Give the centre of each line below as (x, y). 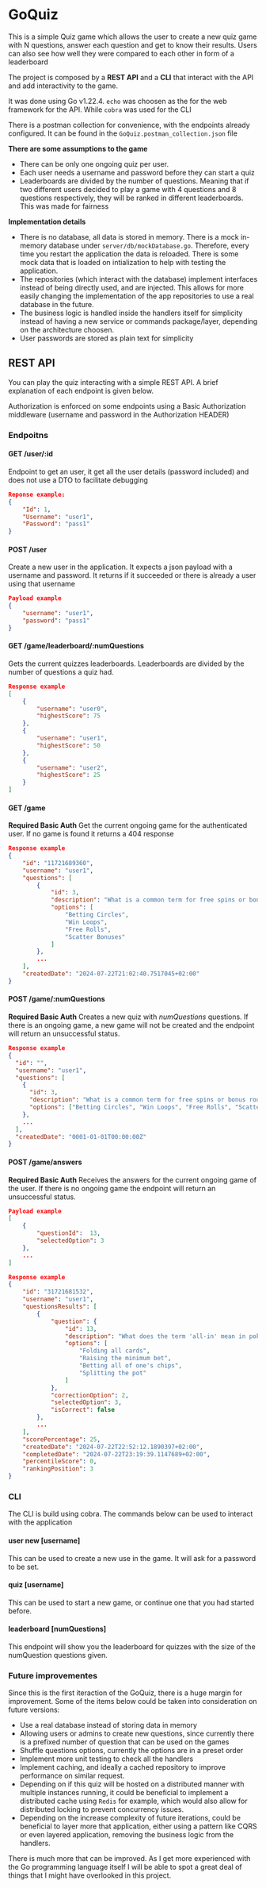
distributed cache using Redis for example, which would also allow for (133, 1801)
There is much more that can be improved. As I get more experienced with (129, 1859)
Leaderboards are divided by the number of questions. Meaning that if (134, 181)
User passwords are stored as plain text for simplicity (106, 338)
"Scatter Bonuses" (95, 937)
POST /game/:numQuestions (57, 999)
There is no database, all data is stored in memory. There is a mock (129, 236)
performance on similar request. (72, 1776)
